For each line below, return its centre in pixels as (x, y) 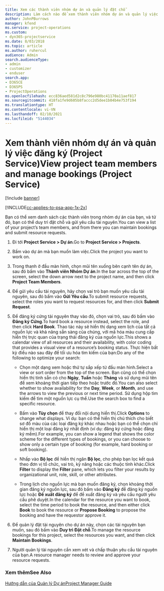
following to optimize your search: (46, 358)
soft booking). (33, 449)
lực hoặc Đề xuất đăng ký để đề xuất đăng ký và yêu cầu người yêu (88, 494)
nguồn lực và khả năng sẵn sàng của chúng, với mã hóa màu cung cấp (83, 332)
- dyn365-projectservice (30, 37)
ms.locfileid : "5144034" (30, 119)
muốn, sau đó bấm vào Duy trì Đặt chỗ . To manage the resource (76, 530)
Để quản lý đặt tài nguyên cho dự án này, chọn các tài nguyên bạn (79, 525)
